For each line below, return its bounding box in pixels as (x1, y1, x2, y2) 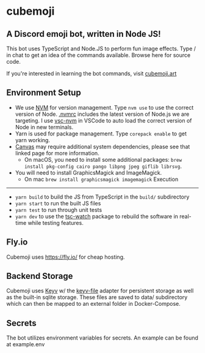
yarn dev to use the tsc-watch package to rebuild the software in (15, 213, 179, 220)
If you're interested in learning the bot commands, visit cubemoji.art (6, 70, 177, 77)
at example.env (6, 341, 45, 348)
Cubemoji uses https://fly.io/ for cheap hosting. (6, 253, 125, 260)
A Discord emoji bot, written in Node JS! (6, 29, 161, 39)
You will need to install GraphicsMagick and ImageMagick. (15, 169, 162, 176)
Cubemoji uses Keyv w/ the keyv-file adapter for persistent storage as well (6, 287, 194, 295)
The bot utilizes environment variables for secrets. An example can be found (6, 334, 198, 341)
